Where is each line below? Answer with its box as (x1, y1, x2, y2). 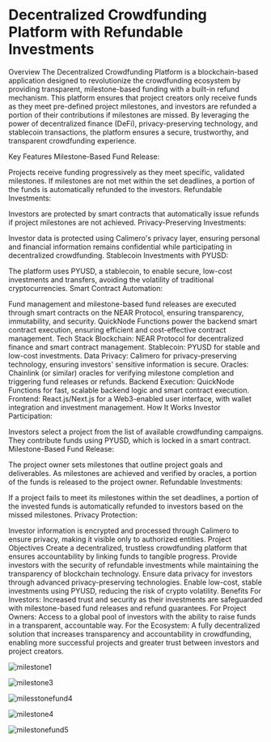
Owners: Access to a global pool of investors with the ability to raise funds (8, 611, 256, 621)
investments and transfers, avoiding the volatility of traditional (8, 274, 214, 285)
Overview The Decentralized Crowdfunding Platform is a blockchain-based (8, 66, 259, 76)
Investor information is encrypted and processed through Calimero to (8, 525, 239, 535)
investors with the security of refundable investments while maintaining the (8, 560, 259, 569)
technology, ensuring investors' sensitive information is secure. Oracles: (8, 359, 249, 369)
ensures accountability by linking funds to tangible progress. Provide (8, 551, 238, 561)
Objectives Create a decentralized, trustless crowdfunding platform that (8, 543, 248, 552)
